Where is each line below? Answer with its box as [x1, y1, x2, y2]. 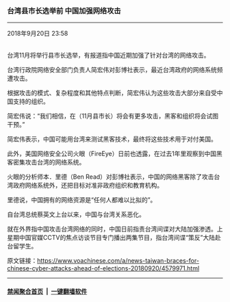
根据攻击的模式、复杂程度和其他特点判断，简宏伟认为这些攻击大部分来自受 [7, 89, 217, 97]
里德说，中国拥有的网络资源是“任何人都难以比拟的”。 [7, 196, 157, 204]
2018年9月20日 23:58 [7, 29, 68, 38]
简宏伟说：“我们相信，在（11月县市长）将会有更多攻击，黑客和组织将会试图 [7, 112, 219, 121]
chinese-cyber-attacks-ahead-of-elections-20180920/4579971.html [7, 264, 200, 273]
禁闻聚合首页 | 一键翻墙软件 [7, 287, 88, 295]
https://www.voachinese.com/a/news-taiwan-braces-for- [37, 257, 200, 265]
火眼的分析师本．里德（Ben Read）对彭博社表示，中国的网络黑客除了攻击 [7, 173, 214, 181]
